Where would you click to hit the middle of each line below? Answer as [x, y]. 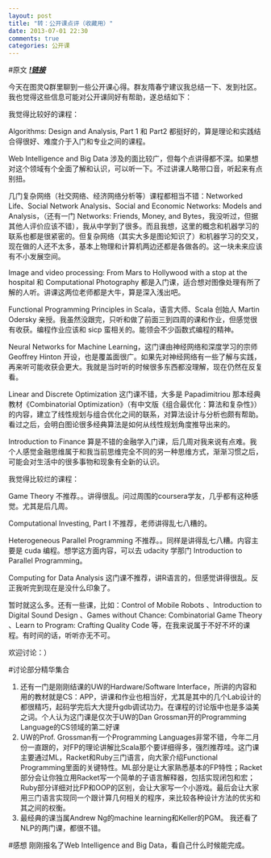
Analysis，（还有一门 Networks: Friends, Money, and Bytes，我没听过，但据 [133, 216]
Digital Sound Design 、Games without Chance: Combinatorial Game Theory [135, 615]
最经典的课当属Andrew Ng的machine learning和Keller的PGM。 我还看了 [139, 818]
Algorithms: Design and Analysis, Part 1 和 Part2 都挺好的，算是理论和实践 [131, 132]
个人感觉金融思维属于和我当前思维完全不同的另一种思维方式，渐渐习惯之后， [135, 452]
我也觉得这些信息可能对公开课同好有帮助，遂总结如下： [100, 97]
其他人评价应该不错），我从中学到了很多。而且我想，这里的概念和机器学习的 [134, 226]
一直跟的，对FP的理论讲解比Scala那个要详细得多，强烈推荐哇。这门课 [143, 747]
